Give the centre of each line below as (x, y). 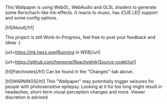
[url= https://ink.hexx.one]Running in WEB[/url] (53, 52)
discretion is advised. (27, 97)
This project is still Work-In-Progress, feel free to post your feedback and (80, 37)
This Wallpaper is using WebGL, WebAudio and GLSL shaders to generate (81, 7)
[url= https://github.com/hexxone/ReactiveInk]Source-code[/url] (71, 62)
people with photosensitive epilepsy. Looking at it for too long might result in (83, 86)
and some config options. (31, 18)
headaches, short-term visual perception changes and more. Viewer (75, 92)
